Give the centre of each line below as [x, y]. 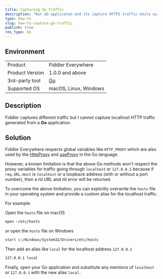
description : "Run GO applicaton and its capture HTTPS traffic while [78, 14]
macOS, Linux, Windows [76, 88]
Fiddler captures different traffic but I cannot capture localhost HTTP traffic [80, 117]
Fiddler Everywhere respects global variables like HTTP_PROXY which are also [81, 149]
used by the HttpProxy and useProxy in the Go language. [62, 155]
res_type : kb [18, 32]
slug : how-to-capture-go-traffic [39, 23]
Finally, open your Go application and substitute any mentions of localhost [80, 267]
